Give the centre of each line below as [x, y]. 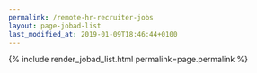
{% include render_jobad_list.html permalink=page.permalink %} [128, 60]
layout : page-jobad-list [55, 26]
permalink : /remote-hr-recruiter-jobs [81, 17]
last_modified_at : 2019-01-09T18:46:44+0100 [93, 34]
